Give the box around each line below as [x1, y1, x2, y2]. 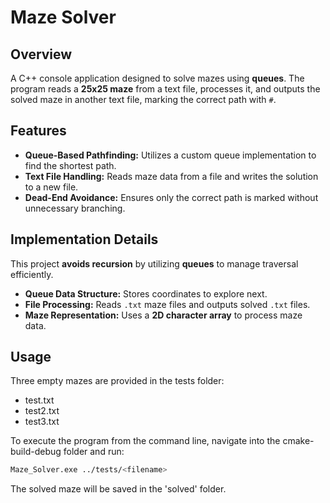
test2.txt [24, 405, 60, 417]
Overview [10, 46, 73, 63]
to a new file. [24, 181, 79, 193]
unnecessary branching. [24, 202, 126, 214]
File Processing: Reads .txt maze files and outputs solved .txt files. [24, 298, 311, 310]
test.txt [24, 394, 55, 406]
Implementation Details [10, 231, 159, 248]
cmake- [282, 435, 315, 447]
